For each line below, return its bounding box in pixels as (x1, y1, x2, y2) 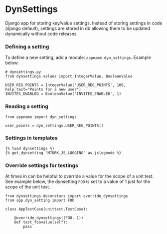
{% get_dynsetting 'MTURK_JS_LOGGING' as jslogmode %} (5, 150, 122, 155)
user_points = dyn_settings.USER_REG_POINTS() (5, 123, 104, 128)
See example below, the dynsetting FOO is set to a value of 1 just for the (5, 178, 151, 184)
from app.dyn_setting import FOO (5, 198, 75, 203)
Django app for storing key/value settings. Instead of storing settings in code (5, 20, 163, 26)
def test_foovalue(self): (14, 220, 68, 225)
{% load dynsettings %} (5, 146, 55, 151)
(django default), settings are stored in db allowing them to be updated (5, 25, 151, 31)
